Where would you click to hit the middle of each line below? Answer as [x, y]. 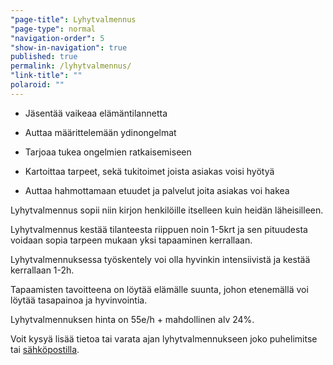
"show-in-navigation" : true [69, 47]
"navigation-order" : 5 [57, 38]
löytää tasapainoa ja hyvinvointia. [79, 300]
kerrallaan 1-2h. [42, 270]
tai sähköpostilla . [45, 349]
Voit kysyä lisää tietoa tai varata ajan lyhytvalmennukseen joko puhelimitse [164, 338]
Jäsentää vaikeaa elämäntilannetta [96, 113]
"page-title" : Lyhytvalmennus [73, 19]
